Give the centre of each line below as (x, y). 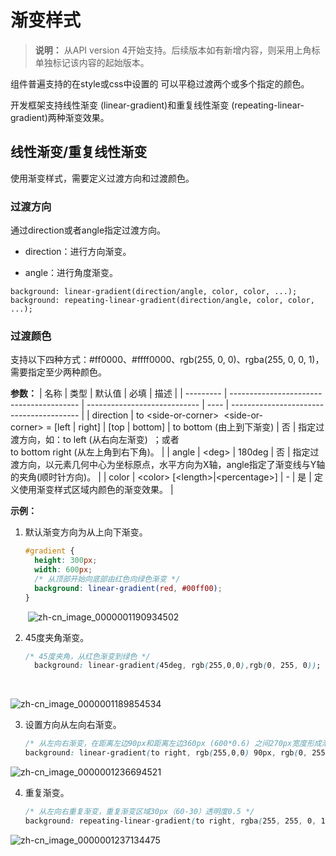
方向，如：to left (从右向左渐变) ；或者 (99, 440)
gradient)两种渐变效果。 (60, 117)
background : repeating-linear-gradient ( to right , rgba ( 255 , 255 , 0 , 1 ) (177, 821)
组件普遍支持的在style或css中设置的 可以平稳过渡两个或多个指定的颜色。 (160, 83)
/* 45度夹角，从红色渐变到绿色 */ (87, 656)
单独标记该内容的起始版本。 (92, 62)
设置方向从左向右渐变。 (73, 725)
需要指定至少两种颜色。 (58, 372)
